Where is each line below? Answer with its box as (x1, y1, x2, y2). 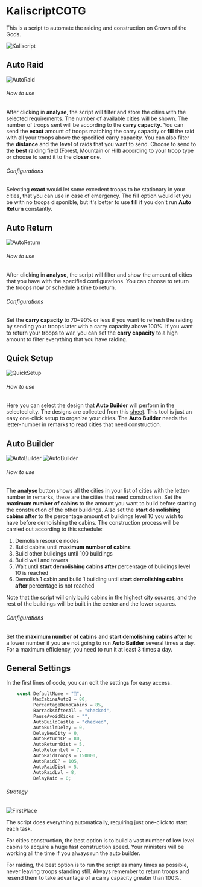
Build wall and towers (14, 557, 68, 564)
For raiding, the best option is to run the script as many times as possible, (6, 861, 189, 868)
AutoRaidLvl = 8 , (33, 769, 77, 775)
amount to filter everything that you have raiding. (6, 336, 128, 343)
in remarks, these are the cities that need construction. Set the (27, 493, 182, 501)
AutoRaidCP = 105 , (33, 758, 80, 764)
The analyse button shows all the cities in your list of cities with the (6, 487, 174, 495)
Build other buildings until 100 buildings (14, 550, 113, 557)
